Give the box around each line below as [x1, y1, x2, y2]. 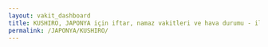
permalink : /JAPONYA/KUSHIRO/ [8, 26, 109, 34]
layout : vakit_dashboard [8, 11, 91, 20]
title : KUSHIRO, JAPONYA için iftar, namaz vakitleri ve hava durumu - [8, 19, 251, 27]
